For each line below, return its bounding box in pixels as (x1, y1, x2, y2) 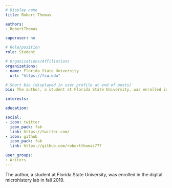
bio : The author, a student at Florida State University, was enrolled (5, 87, 161, 92)
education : (5, 106, 29, 111)
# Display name (5, 7, 38, 13)
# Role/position (5, 45, 40, 50)
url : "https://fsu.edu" (10, 73, 60, 78)
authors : (5, 22, 24, 27)
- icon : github (5, 134, 38, 139)
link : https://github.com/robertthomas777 (10, 143, 102, 149)
